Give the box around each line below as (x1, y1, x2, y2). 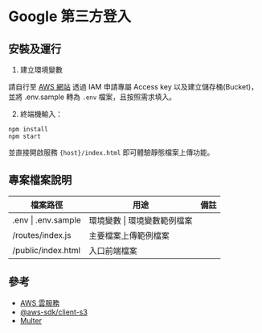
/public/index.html (12, 244, 81, 256)
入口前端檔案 (88, 245, 138, 256)
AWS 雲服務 (19, 298, 60, 307)
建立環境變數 (19, 65, 63, 74)
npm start (8, 132, 42, 140)
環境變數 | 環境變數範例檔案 (88, 214, 193, 226)
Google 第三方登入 (8, 7, 131, 26)
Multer (19, 315, 43, 325)
